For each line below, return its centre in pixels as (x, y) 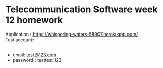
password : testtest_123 (37, 60)
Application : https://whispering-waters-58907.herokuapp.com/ (72, 34)
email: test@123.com (35, 55)
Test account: (20, 40)
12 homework (34, 20)
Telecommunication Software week (82, 9)
